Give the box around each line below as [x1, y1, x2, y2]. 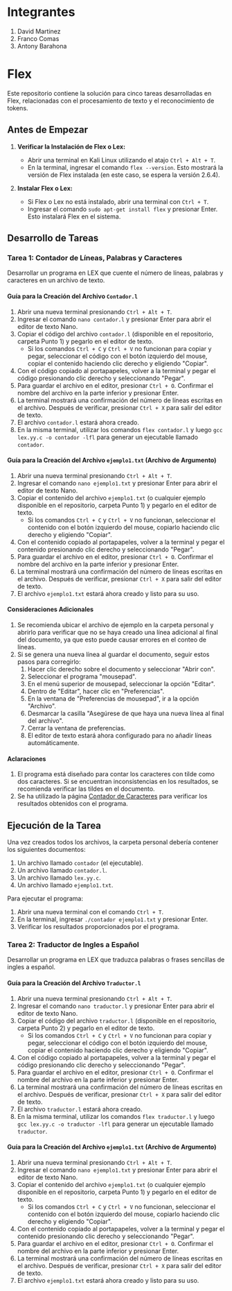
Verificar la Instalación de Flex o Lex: [17, 142, 126, 151]
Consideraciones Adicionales [7, 605, 94, 614]
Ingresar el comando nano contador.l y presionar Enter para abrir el [17, 315, 211, 323]
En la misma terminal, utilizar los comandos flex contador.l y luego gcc [17, 425, 223, 434]
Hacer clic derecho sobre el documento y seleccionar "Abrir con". [27, 665, 215, 673]
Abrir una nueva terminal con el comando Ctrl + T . [17, 908, 164, 916]
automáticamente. [27, 738, 80, 746]
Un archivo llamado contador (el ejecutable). [17, 859, 143, 867]
